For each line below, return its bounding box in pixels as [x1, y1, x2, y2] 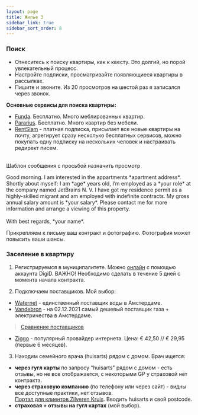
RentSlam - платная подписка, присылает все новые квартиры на [14, 125, 181, 132]
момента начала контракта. [14, 276, 86, 283]
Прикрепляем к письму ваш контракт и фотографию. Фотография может [6, 229, 191, 236]
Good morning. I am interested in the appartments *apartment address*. [6, 173, 181, 181]
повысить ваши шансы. [6, 235, 66, 242]
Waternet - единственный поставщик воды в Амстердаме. [14, 299, 163, 306]
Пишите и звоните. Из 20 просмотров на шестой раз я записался [14, 84, 180, 91]
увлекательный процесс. [14, 65, 78, 72]
